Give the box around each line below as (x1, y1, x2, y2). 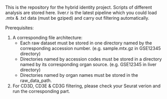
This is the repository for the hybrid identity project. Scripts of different (5, 5, 152, 10)
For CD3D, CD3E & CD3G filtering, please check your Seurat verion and (12, 83, 161, 89)
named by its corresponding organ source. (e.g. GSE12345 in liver (20, 62, 157, 67)
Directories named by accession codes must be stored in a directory (20, 56, 162, 62)
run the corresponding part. (12, 88, 70, 94)
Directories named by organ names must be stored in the (20, 72, 138, 78)
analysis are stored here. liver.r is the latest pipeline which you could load (5, 10, 157, 16)
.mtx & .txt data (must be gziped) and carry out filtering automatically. (5, 15, 149, 21)
